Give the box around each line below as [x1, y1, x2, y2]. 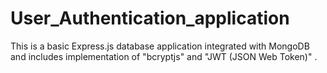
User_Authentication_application [10, 7, 290, 30]
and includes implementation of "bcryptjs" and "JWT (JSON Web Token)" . [10, 50, 318, 62]
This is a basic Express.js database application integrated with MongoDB [10, 40, 310, 52]
